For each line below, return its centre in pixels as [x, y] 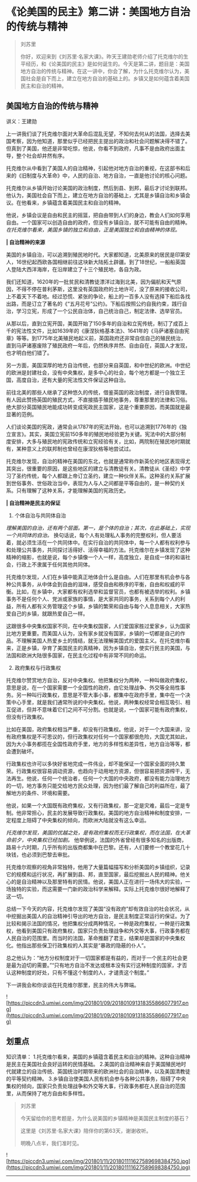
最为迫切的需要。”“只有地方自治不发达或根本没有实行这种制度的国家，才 [96, 965]
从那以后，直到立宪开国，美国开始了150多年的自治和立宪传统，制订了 [90, 323]
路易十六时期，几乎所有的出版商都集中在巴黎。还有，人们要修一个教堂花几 [96, 847]
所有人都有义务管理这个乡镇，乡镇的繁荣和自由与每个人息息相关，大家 [101, 606]
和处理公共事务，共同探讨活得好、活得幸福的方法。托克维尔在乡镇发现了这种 [98, 550]
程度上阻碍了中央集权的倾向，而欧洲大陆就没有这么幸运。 [80, 820]
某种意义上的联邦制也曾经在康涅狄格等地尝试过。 [75, 448]
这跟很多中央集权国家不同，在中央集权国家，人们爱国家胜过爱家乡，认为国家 [98, 626]
